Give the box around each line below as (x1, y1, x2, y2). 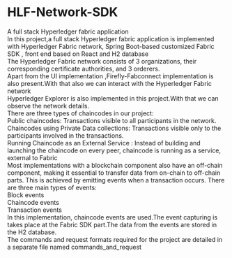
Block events (7, 190, 45, 199)
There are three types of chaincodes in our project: (7, 109, 154, 117)
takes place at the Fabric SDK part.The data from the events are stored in (7, 220, 217, 229)
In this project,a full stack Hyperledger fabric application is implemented (7, 34, 215, 43)
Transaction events (7, 206, 63, 214)
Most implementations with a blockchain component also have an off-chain (7, 161, 223, 169)
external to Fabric (7, 153, 58, 162)
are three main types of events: (7, 183, 97, 192)
